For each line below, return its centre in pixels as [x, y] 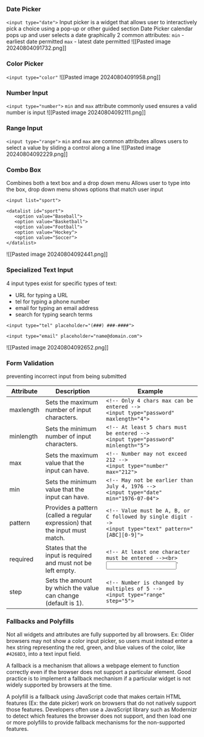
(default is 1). [64, 604]
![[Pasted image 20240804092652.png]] [58, 347]
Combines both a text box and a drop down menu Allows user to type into [98, 183]
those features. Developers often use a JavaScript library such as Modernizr [102, 710]
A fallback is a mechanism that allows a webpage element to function [93, 665]
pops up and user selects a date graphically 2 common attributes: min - [95, 35]
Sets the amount [69, 581]
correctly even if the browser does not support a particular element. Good [99, 672]
